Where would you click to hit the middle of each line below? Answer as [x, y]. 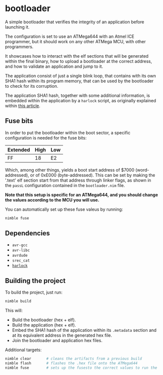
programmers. [19, 47]
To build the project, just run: [34, 292]
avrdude [20, 256]
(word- [142, 170]
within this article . [23, 106]
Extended [19, 150]
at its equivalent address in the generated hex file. [62, 335]
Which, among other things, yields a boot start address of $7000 [70, 170]
